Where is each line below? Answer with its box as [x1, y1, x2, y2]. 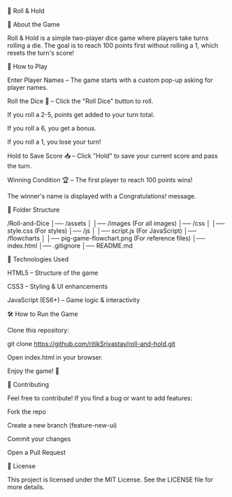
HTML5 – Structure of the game [7, 268, 99, 277]
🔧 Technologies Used [7, 255, 68, 263]
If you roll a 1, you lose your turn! [7, 137, 101, 146]
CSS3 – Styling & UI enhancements [7, 282, 108, 290]
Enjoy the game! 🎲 [7, 367, 59, 375]
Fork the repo [7, 407, 47, 416]
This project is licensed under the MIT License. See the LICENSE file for [7, 475, 214, 484]
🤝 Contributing [7, 381, 50, 388]
